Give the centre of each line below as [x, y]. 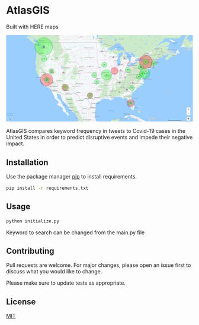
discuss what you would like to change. [54, 272]
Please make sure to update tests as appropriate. [66, 283]
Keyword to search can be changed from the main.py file [76, 232]
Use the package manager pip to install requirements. [72, 177]
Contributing [30, 251]
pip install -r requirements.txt [47, 188]
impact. [15, 144]
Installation [27, 162]
